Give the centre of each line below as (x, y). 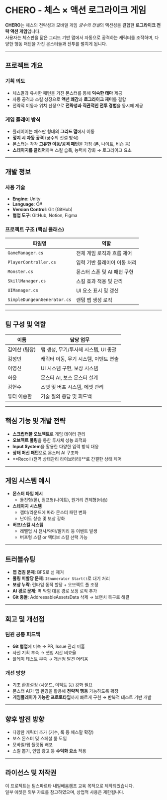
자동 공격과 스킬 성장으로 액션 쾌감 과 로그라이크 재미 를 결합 (69, 99)
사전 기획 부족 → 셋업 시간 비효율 (44, 652)
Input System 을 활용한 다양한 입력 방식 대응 (56, 446)
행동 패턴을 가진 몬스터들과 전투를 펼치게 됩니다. (61, 43)
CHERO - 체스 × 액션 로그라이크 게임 (76, 10)
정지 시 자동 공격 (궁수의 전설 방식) (45, 137)
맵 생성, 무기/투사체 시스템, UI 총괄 (79, 349)
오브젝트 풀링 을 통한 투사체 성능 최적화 (49, 440)
